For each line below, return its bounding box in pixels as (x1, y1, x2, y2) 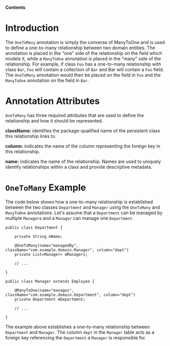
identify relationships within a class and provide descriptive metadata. (5, 164, 152, 170)
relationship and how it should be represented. (5, 117, 103, 124)
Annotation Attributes (5, 95, 100, 107)
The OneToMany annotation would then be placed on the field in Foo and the (5, 72, 161, 78)
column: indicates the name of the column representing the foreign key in (5, 143, 161, 149)
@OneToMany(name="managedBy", (14, 243, 79, 248)
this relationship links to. (5, 133, 57, 139)
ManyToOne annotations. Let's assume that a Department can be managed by (5, 210, 163, 216)
